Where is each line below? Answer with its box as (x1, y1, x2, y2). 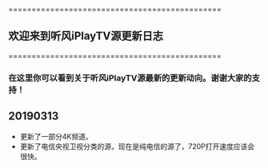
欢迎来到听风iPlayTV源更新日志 (8, 29, 164, 43)
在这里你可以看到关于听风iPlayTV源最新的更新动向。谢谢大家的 (8, 72, 252, 84)
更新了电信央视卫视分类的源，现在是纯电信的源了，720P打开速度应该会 (19, 141, 255, 151)
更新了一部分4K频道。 (19, 131, 94, 141)
